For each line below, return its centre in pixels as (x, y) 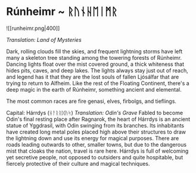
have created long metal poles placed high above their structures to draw (96, 132)
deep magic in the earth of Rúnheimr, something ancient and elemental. (94, 89)
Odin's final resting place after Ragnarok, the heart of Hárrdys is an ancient (98, 119)
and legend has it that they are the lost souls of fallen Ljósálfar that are (93, 77)
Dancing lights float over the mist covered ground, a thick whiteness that (95, 64)
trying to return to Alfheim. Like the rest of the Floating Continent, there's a (98, 83)
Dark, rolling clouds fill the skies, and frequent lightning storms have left (94, 51)
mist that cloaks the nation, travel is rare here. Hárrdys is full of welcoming (97, 151)
